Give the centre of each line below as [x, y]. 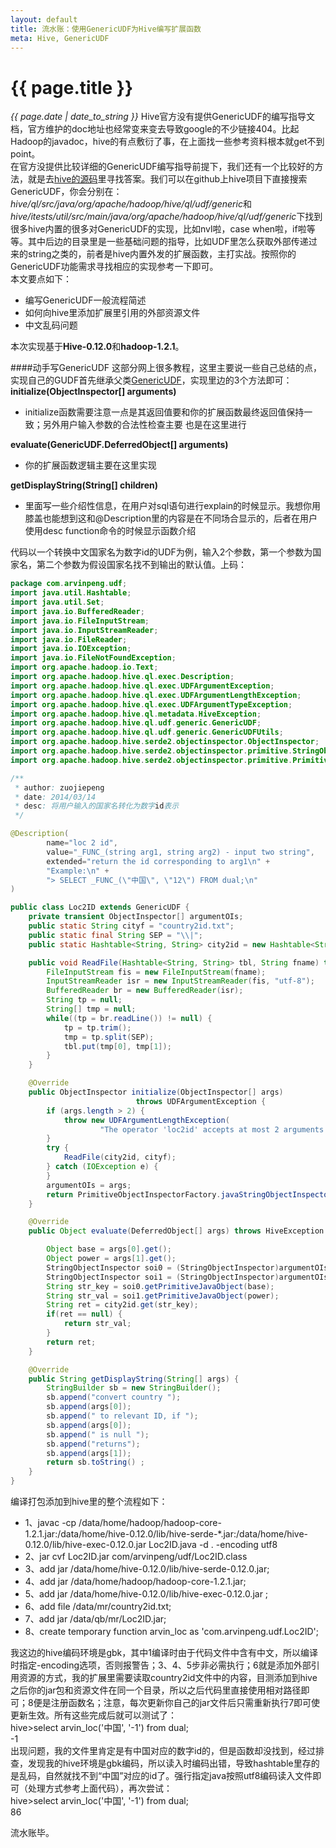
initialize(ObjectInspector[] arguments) [93, 392]
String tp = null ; [84, 1000]
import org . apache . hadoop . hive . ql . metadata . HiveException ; [136, 714]
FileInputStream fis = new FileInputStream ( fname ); [156, 972]
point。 [25, 154]
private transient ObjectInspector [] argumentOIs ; [136, 917]
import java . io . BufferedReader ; [77, 611]
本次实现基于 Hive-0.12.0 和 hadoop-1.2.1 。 [97, 347]
